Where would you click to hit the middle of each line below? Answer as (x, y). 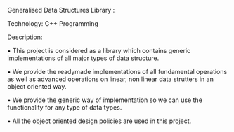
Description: (25, 37)
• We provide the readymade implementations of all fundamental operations (117, 72)
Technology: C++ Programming (53, 23)
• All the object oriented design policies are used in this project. (99, 121)
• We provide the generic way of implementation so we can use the (105, 100)
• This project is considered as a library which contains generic (99, 51)
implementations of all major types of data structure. (83, 58)
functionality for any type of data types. (65, 107)
